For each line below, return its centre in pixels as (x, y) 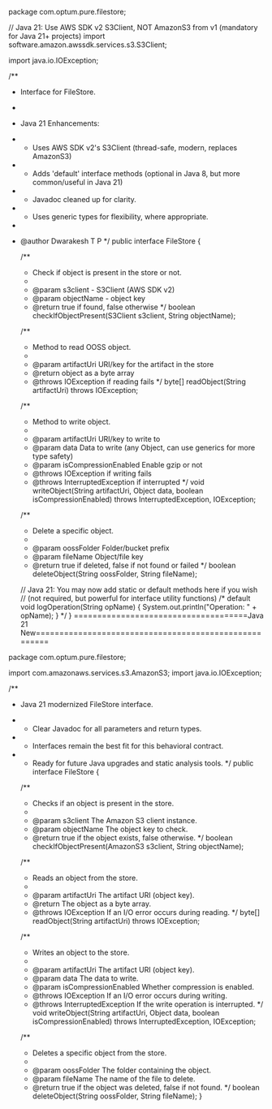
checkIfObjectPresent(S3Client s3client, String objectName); (134, 315)
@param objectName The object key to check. (110, 829)
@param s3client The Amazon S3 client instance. (114, 820)
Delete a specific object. (73, 531)
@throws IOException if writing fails (92, 473)
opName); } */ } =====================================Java (142, 615)
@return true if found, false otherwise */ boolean (114, 307)
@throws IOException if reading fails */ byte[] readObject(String (139, 382)
